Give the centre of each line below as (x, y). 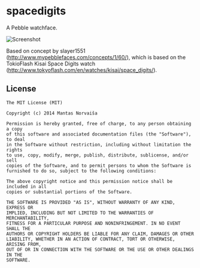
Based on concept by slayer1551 (46, 51)
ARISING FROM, (24, 244)
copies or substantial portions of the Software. (69, 192)
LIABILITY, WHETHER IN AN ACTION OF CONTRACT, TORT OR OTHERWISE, (91, 239)
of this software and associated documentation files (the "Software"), (99, 134)
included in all (26, 186)
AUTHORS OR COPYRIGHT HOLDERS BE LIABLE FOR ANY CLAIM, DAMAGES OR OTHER (100, 234)
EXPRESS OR (20, 207)
